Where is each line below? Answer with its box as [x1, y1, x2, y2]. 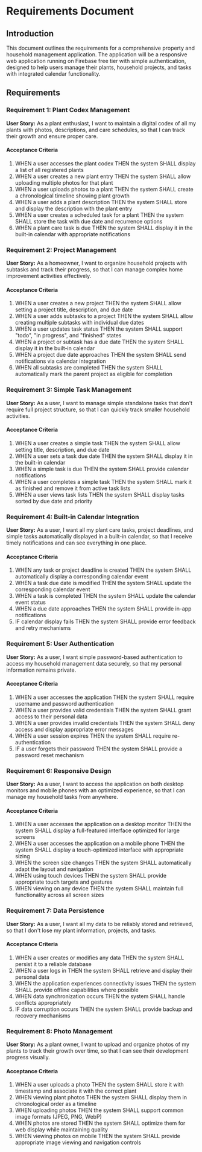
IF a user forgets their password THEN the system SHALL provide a [14, 745, 183, 752]
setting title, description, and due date [14, 446, 110, 453]
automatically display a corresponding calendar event [14, 573, 149, 580]
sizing [14, 853, 30, 860]
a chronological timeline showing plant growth [14, 192, 130, 199]
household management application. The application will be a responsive [6, 51, 188, 58]
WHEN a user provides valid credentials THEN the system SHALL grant [14, 706, 192, 713]
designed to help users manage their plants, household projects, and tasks [6, 64, 192, 71]
